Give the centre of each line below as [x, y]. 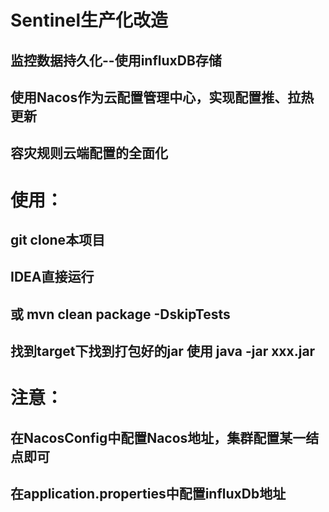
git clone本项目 [58, 239]
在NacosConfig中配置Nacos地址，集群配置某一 [158, 437]
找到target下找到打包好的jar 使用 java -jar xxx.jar [163, 351]
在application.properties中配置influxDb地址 [148, 494]
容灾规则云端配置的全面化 [89, 153]
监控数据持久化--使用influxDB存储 [116, 60]
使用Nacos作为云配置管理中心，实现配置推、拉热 [162, 97]
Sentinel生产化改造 [89, 20]
